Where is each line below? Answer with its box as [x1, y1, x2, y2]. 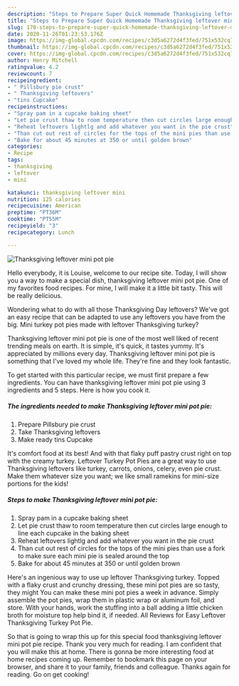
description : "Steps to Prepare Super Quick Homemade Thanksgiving [7, 10, 212, 18]
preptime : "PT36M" [7, 209, 62, 216]
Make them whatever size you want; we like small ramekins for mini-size [7, 471, 219, 480]
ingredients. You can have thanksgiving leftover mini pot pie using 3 [7, 378, 206, 386]
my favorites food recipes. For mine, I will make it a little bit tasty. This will [7, 283, 223, 292]
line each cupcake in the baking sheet [17, 528, 129, 537]
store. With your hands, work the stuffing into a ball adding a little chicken [7, 603, 223, 612]
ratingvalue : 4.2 [7, 63, 59, 71]
